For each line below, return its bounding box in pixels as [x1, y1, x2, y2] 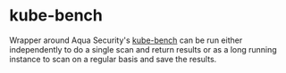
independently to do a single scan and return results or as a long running [9, 44, 277, 54]
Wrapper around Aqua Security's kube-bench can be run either [9, 35, 243, 45]
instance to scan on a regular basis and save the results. [9, 53, 217, 64]
